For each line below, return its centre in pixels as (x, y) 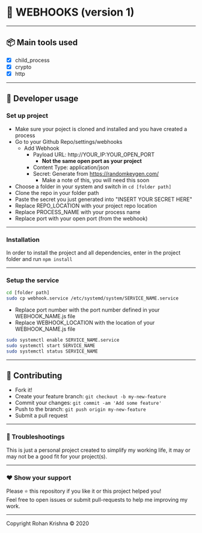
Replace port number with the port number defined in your (87, 310)
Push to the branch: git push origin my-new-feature (80, 409)
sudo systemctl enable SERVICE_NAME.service (63, 340)
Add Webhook (41, 148)
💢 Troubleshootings (35, 437)
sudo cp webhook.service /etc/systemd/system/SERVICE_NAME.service (93, 298)
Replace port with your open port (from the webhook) (81, 218)
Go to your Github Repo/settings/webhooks (69, 141)
